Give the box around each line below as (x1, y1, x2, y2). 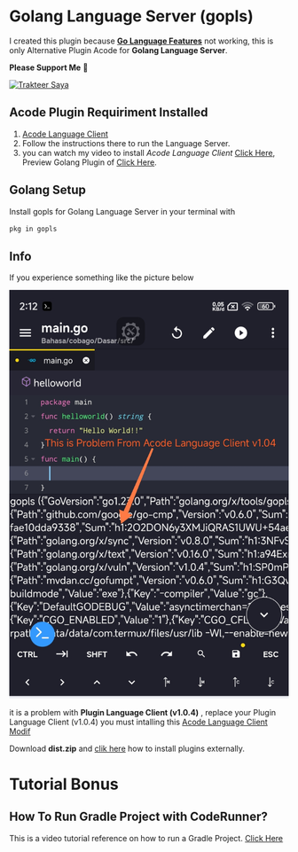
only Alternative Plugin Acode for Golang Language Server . (9, 44, 228, 55)
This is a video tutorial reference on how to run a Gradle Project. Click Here (9, 832, 284, 843)
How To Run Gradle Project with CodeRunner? (9, 809, 268, 825)
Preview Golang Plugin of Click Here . (21, 157, 157, 168)
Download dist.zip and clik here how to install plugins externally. (9, 743, 246, 754)
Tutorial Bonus (9, 774, 120, 794)
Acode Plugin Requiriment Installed (9, 105, 208, 121)
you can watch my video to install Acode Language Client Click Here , (21, 147, 276, 158)
